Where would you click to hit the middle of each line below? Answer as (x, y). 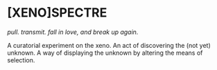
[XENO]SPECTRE (57, 13)
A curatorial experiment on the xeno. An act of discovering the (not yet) (109, 45)
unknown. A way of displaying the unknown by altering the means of (105, 53)
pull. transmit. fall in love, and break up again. (73, 32)
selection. (21, 60)
